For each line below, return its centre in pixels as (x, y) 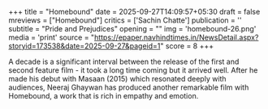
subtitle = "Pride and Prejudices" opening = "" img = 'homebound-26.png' (132, 29)
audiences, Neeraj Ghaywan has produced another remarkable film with (129, 87)
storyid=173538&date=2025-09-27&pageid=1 (84, 46)
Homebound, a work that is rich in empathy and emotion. (104, 96)
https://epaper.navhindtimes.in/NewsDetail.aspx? (176, 37)
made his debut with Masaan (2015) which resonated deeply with (117, 79)
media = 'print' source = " (52, 37)
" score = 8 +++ (187, 46)
